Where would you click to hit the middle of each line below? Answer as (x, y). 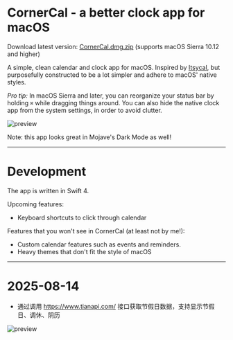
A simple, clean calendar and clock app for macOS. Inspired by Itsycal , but (114, 67)
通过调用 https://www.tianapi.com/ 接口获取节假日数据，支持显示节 (113, 306)
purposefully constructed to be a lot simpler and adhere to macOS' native (112, 75)
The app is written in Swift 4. (48, 190)
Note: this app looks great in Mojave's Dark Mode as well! (89, 137)
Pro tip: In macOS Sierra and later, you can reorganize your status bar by (111, 96)
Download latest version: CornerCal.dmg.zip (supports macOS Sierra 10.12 (113, 46)
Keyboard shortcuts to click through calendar (82, 217)
